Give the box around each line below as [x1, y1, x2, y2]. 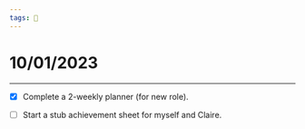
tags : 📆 [9, 13, 39, 23]
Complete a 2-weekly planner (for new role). [22, 91, 189, 102]
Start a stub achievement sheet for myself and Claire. [22, 109, 222, 120]
